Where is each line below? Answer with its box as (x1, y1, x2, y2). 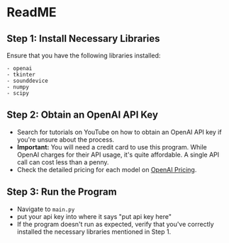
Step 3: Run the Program (6, 186, 118, 198)
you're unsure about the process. (16, 135, 115, 144)
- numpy (6, 84, 30, 91)
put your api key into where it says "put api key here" (16, 212, 172, 220)
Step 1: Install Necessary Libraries (6, 33, 160, 45)
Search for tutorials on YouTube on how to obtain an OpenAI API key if (16, 128, 222, 136)
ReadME (6, 4, 57, 21)
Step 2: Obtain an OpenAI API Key (6, 109, 159, 121)
